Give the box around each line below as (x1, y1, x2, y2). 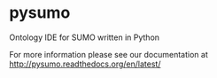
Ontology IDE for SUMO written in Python (9, 32, 160, 43)
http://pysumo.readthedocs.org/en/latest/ (9, 58, 161, 69)
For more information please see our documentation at (9, 49, 208, 59)
